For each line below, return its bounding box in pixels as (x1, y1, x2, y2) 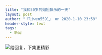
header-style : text (5, 21, 46, 26)
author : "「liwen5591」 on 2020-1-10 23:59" (5, 16, 98, 21)
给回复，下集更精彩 (10, 45, 50, 50)
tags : (5, 26, 16, 31)
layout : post (5, 12, 32, 17)
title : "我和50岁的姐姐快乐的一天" (5, 7, 71, 12)
